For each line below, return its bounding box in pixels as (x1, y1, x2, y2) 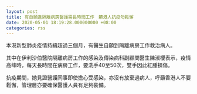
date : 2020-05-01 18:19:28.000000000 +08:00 (6, 19, 117, 25)
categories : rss (6, 25, 46, 31)
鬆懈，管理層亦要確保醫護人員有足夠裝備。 (6, 82, 109, 89)
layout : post (6, 8, 38, 15)
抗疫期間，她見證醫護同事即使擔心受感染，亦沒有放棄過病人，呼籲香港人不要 (6, 74, 191, 81)
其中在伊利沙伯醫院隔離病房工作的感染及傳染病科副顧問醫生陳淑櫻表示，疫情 (6, 54, 191, 62)
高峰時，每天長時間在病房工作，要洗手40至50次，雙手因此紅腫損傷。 (6, 62, 174, 69)
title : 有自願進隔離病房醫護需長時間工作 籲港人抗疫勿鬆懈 (6, 14, 134, 20)
